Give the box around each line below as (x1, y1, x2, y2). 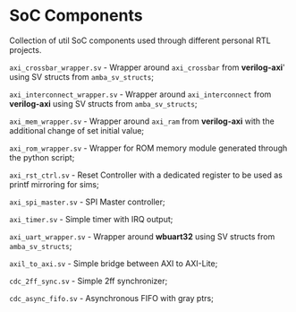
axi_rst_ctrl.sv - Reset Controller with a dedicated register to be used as (9, 169, 283, 180)
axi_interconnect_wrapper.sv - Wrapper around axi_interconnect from (9, 89, 272, 100)
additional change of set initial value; (9, 125, 145, 135)
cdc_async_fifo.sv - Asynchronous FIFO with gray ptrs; (9, 292, 215, 303)
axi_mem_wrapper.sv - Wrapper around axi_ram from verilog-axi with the (9, 116, 275, 126)
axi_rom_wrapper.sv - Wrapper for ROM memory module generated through (9, 143, 288, 153)
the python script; (9, 152, 75, 162)
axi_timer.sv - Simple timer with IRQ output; (9, 213, 173, 224)
